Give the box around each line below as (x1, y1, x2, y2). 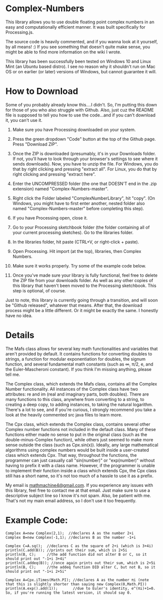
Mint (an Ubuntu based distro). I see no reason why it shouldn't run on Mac (5, 64, 156, 69)
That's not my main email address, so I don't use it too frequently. (5, 498, 137, 503)
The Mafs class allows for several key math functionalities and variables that (5, 346, 158, 351)
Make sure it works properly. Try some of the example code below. (12, 263, 147, 268)
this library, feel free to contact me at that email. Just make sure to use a (5, 487, 150, 493)
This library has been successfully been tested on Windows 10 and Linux (5, 58, 151, 64)
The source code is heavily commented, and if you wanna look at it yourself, (5, 38, 158, 44)
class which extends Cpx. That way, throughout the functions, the (5, 452, 137, 458)
